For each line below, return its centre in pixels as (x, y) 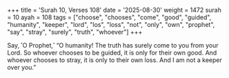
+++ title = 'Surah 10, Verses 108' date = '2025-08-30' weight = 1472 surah (114, 10)
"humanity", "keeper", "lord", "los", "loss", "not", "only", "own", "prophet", (111, 25)
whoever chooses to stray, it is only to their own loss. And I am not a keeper (114, 60)
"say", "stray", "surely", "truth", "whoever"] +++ (75, 32)
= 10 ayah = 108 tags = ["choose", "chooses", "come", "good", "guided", (109, 17)
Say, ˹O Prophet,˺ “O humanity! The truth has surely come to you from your (113, 45)
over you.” (22, 67)
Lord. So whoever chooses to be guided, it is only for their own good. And (112, 52)
